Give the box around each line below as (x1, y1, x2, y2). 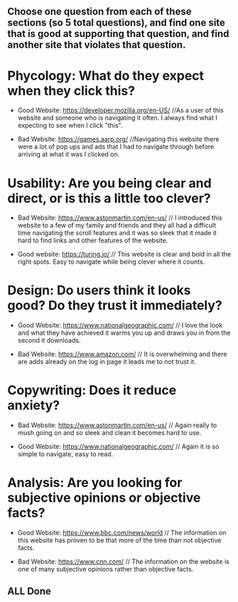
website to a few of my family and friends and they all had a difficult (17, 221, 217, 230)
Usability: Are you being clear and (7, 175, 212, 191)
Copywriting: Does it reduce (7, 382, 177, 399)
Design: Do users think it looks (7, 282, 191, 299)
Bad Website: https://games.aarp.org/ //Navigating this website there (17, 135, 220, 144)
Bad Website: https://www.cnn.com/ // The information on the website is (17, 557, 229, 566)
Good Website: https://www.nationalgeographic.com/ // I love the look (17, 321, 223, 330)
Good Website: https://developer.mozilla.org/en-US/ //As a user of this (17, 106, 224, 114)
